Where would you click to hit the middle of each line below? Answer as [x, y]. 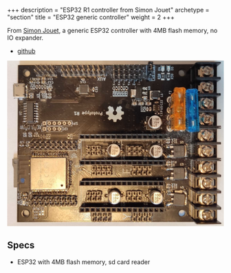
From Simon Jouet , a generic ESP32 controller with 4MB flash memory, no [112, 31]
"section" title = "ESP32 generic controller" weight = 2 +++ [91, 17]
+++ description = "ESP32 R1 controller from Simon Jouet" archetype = [108, 10]
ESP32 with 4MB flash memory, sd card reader [84, 262]
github [26, 51]
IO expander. [25, 38]
